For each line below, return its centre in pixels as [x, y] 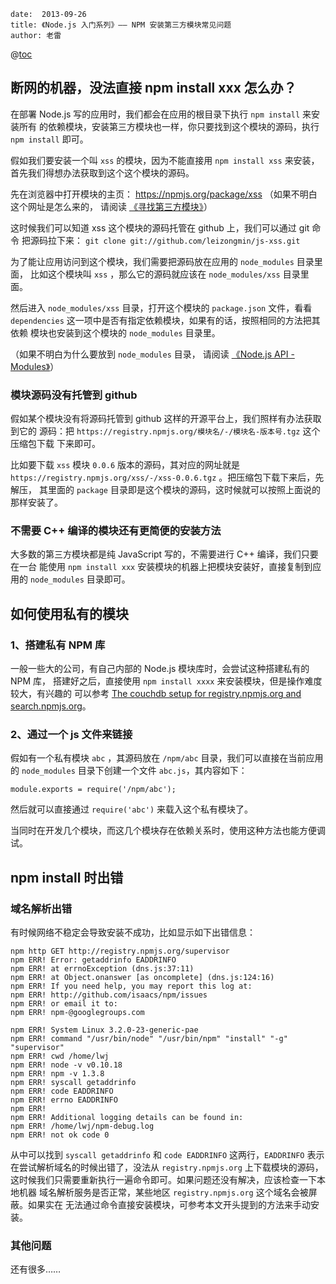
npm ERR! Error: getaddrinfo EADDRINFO [93, 960]
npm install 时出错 [67, 877]
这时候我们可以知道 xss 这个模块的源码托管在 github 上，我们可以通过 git [160, 227]
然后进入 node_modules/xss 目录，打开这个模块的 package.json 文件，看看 [161, 307]
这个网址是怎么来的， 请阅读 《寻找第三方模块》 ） [111, 206]
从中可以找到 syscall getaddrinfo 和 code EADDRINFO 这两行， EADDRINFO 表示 [167, 1155]
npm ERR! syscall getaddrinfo [73, 1083]
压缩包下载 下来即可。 [55, 444]
